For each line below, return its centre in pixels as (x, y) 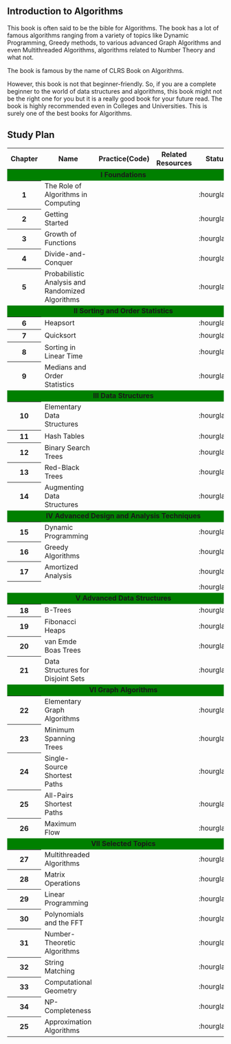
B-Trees (58, 610)
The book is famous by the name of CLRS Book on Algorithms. (96, 70)
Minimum (59, 730)
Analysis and (65, 283)
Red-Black (62, 468)
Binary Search (67, 448)
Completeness (68, 1011)
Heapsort (59, 323)
